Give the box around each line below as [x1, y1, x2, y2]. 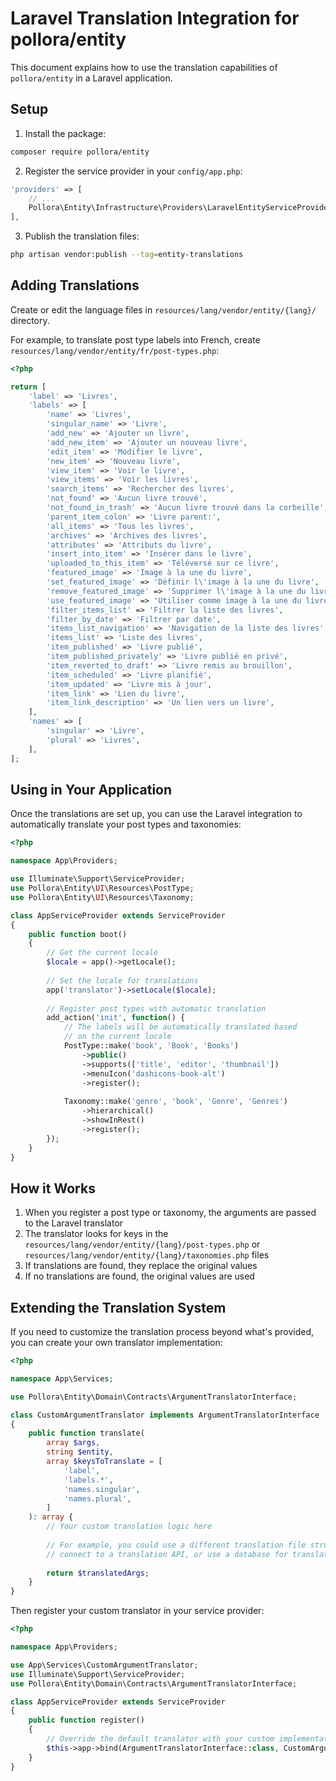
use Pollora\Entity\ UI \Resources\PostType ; [10, 883, 195, 893]
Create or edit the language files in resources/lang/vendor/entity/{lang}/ [10, 303, 317, 316]
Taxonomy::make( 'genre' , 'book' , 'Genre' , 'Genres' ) [63, 1097, 288, 1107]
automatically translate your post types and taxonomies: [10, 818, 242, 831]
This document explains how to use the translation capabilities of [10, 61, 278, 73]
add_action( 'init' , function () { [46, 1013, 186, 1023]
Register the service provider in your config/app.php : [24, 165, 243, 177]
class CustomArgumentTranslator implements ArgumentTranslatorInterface [10, 1410, 320, 1420]
